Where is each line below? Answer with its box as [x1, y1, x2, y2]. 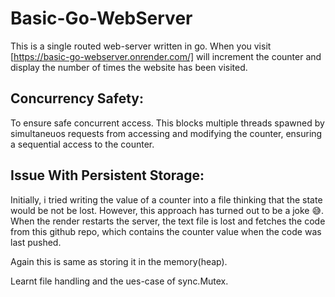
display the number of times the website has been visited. [10, 61, 248, 73]
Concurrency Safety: [10, 90, 145, 107]
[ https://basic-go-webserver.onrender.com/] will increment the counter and [10, 50, 322, 62]
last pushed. [10, 236, 62, 248]
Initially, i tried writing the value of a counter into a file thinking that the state [10, 193, 323, 206]
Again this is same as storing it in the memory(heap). [10, 255, 228, 267]
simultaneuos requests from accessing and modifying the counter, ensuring [10, 127, 323, 139]
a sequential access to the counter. [10, 138, 155, 150]
